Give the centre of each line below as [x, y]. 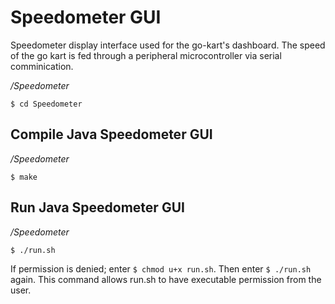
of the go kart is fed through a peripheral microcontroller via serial [146, 55]
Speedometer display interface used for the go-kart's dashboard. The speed [168, 45]
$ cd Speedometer [46, 104]
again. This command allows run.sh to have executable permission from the [166, 279]
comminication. [42, 66]
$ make [24, 177]
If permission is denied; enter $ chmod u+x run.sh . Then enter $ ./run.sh [161, 268]
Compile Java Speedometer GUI [111, 134]
